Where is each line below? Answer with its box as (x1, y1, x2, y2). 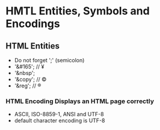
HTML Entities (5, 41, 60, 51)
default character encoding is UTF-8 (14, 117, 105, 124)
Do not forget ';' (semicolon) (14, 57, 85, 64)
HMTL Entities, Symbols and (5, 4, 150, 18)
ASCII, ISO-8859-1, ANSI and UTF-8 (14, 111, 104, 118)
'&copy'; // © (14, 76, 47, 83)
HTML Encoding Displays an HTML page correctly (5, 97, 155, 105)
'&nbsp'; (14, 69, 35, 76)
